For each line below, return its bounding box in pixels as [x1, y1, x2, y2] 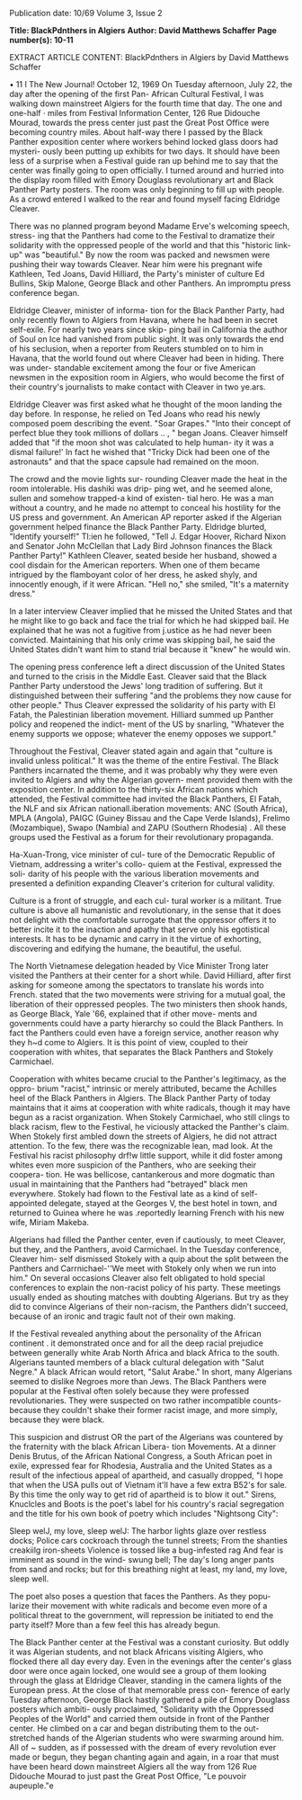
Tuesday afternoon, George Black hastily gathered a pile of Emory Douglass [9, 1695, 290, 1705]
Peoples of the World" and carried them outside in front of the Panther [9, 1714, 270, 1724]
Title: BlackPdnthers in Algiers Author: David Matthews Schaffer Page [9, 25, 277, 35]
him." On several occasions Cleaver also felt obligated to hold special [9, 1273, 265, 1283]
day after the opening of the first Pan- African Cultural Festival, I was [9, 89, 264, 99]
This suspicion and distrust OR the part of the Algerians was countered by [9, 1432, 283, 1442]
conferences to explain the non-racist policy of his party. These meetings [9, 1282, 281, 1293]
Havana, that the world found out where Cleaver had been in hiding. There [9, 353, 285, 363]
